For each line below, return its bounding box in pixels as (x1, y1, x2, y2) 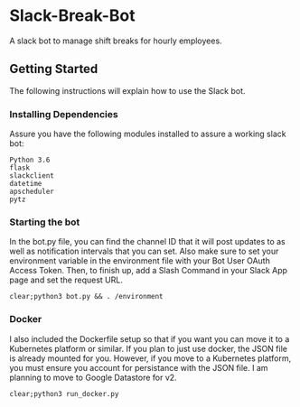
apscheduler (9, 187, 54, 197)
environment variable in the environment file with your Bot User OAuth (9, 255, 271, 266)
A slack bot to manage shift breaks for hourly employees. (9, 35, 223, 46)
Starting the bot (9, 216, 80, 228)
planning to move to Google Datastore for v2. (9, 372, 178, 383)
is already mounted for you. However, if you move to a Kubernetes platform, (9, 353, 292, 364)
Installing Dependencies (9, 107, 119, 120)
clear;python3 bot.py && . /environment (9, 292, 164, 301)
